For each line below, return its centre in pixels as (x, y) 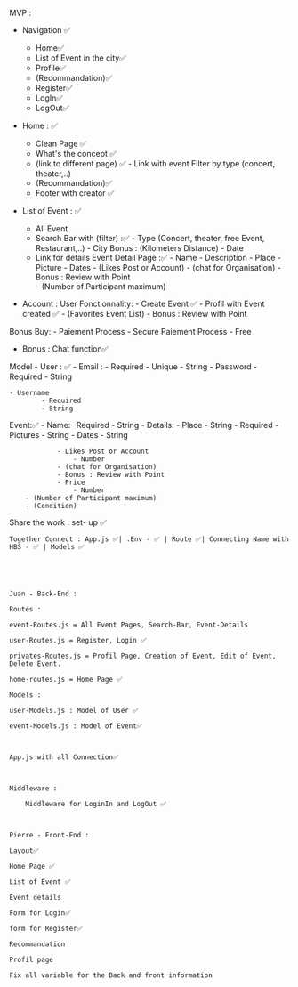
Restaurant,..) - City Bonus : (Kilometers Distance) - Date (140, 248)
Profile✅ (51, 68)
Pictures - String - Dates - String (69, 435)
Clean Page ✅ (61, 143)
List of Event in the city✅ (81, 58)
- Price (71, 482)
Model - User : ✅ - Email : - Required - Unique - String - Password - (133, 367)
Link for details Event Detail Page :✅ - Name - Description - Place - (158, 258)
